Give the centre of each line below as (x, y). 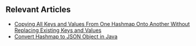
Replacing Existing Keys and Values (58, 30)
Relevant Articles (38, 10)
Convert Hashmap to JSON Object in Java (66, 36)
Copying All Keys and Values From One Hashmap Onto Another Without (102, 24)
